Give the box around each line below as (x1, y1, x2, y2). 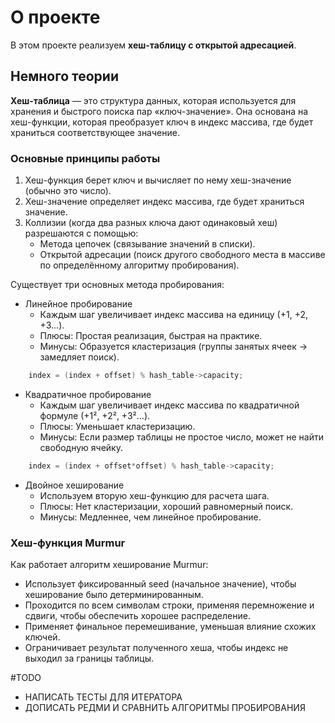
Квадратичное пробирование (24, 388, 152, 400)
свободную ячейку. (39, 441, 123, 453)
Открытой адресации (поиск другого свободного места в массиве (39, 249, 326, 261)
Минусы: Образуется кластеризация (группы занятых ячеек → (39, 341, 308, 353)
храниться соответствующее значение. (10, 126, 180, 138)
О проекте (10, 6, 101, 29)
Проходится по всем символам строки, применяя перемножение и (24, 599, 315, 611)
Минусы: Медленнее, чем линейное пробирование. (39, 511, 262, 523)
